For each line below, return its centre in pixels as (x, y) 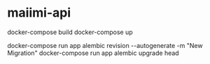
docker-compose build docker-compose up (70, 32)
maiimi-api (39, 13)
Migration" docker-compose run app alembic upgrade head (93, 53)
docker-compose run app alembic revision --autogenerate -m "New (105, 45)
